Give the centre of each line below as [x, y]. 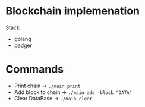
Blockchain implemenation [73, 11]
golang [23, 39]
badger [23, 45]
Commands [35, 69]
